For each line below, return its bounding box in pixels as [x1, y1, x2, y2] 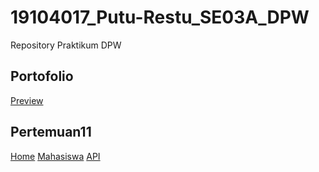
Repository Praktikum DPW [10, 39, 122, 51]
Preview [10, 94, 44, 106]
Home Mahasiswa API [10, 150, 101, 162]
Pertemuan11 [10, 124, 92, 141]
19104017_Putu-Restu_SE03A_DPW [10, 6, 310, 29]
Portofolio [10, 68, 74, 85]
